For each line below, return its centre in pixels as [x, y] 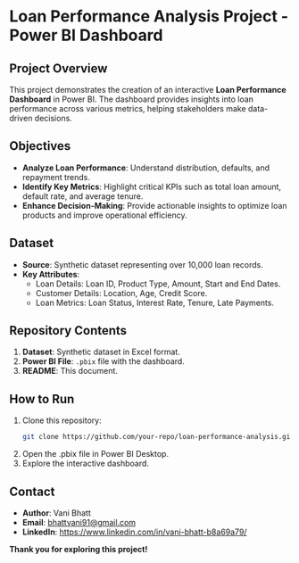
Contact [32, 491]
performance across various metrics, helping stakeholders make [128, 108]
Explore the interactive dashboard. [86, 464]
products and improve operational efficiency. [104, 215]
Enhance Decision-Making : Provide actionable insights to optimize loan [154, 205]
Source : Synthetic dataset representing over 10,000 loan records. [142, 264]
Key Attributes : [51, 274]
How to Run [42, 399]
